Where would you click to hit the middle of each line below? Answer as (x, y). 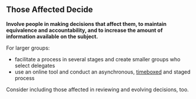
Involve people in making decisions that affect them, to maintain (86, 24)
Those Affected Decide (50, 10)
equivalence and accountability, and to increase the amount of (84, 30)
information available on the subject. (52, 36)
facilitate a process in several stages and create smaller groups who (97, 59)
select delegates (35, 65)
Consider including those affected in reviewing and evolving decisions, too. (97, 89)
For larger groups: (28, 48)
